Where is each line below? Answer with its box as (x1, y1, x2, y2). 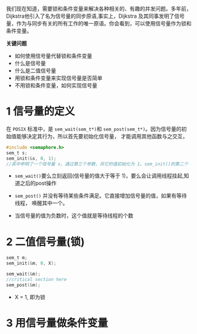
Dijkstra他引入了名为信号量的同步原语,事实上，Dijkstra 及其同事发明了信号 (6, 12, 185, 19)
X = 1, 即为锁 (14, 293, 46, 300)
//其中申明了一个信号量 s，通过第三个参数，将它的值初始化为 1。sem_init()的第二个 (6, 161, 189, 167)
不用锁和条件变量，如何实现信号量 (14, 82, 98, 89)
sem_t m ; (6, 255, 28, 261)
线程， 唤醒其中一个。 (14, 199, 68, 207)
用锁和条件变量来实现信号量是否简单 (14, 74, 103, 81)
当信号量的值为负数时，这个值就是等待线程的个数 (14, 212, 133, 220)
